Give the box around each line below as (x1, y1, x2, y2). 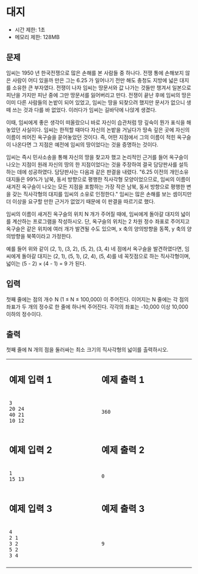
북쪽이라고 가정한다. (26, 232, 72, 239)
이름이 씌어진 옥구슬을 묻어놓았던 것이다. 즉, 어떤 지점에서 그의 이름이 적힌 (6, 134, 176, 141)
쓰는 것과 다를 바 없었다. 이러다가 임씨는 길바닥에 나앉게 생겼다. (12, 106, 157, 113)
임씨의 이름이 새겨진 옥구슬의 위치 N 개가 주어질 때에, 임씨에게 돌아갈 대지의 (6, 210, 180, 218)
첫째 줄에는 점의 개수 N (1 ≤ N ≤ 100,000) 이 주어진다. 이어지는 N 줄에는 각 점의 (6, 296, 189, 303)
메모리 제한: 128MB (14, 33, 60, 40)
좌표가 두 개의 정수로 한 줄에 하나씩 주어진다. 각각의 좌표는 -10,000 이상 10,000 (6, 303, 189, 310)
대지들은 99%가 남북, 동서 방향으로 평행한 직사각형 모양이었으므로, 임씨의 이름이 (6, 176, 190, 183)
